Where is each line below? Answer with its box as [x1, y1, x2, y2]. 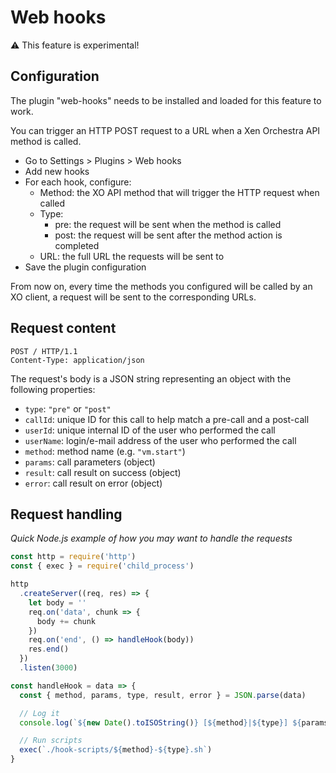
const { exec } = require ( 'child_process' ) [10, 561, 195, 571]
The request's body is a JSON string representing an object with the [10, 372, 292, 385]
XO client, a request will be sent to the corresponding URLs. [10, 291, 257, 303]
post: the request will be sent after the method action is [54, 229, 283, 241]
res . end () [28, 644, 70, 655]
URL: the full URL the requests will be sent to [39, 250, 225, 262]
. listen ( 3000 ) [19, 663, 78, 673]
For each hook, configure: [24, 176, 132, 188]
